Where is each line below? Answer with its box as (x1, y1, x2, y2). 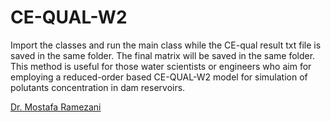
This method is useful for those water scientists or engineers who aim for (10, 60, 312, 72)
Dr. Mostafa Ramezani (10, 101, 102, 113)
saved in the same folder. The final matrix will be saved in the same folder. (10, 49, 316, 61)
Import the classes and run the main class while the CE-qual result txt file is (10, 39, 322, 51)
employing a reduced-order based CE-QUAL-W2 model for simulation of (10, 71, 308, 83)
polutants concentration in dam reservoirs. (10, 81, 186, 93)
